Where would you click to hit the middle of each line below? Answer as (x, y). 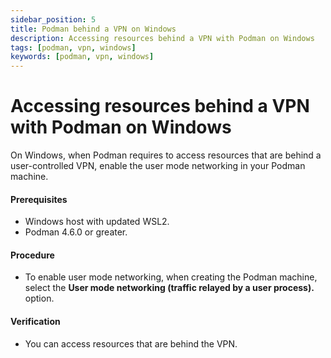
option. (39, 298)
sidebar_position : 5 (53, 19)
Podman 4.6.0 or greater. (76, 232)
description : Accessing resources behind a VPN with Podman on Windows (162, 38)
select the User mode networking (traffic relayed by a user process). (169, 288)
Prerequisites (39, 199)
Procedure (32, 255)
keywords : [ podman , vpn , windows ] (82, 57)
